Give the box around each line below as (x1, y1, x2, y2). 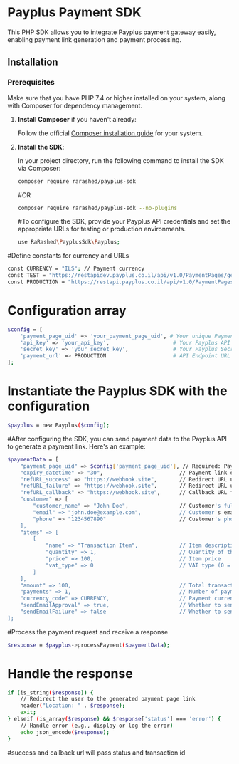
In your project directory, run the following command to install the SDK (17, 156, 224, 164)
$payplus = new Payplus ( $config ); (7, 422, 110, 429)
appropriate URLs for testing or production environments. (17, 225, 186, 234)
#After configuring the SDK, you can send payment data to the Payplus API (7, 434, 228, 443)
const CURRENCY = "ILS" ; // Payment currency (7, 265, 144, 273)
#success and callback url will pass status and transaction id (7, 748, 186, 757)
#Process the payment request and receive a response (7, 627, 169, 636)
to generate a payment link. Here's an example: (7, 442, 146, 451)
